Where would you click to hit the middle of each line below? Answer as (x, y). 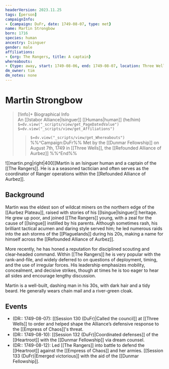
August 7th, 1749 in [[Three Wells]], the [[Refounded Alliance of (96, 148)
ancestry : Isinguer (26, 43)
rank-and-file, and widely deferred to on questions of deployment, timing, (81, 259)
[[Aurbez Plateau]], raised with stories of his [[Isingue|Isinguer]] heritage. (81, 212)
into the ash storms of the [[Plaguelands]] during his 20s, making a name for (84, 234)
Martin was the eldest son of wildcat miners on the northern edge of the (80, 207)
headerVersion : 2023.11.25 (33, 10)
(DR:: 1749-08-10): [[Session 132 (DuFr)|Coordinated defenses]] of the (85, 335)
